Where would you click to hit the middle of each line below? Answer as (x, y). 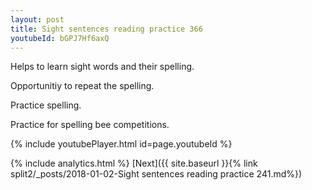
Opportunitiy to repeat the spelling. (82, 86)
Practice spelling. (46, 105)
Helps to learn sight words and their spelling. (102, 67)
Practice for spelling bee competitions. (90, 125)
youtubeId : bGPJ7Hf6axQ (60, 38)
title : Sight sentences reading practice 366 (106, 29)
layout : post (37, 19)
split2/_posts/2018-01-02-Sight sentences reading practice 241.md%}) (156, 174)
